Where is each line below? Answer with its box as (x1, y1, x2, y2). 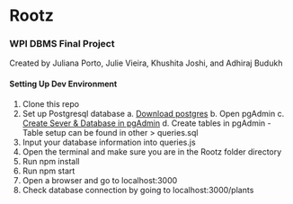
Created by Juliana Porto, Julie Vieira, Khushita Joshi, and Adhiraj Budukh (9, 58, 283, 68)
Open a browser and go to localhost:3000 (22, 174, 178, 185)
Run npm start (22, 165, 75, 176)
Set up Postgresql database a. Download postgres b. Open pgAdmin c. (22, 108, 285, 119)
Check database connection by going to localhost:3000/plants (22, 184, 254, 195)
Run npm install (22, 155, 80, 166)
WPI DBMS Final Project (9, 38, 115, 50)
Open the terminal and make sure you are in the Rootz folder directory (22, 146, 282, 157)
